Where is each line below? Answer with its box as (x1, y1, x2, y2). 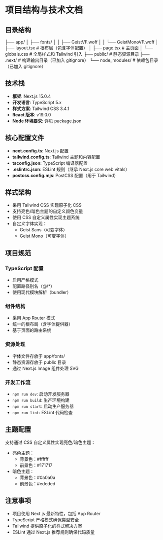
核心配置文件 (5, 134, 44, 142)
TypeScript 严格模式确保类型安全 (12, 516, 79, 523)
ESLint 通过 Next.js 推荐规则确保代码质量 (12, 529, 95, 535)
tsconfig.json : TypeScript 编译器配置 (12, 160, 88, 166)
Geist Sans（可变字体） (19, 227, 68, 233)
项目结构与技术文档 (5, 4, 83, 16)
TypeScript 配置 (5, 265, 44, 272)
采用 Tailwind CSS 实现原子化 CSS (12, 202, 82, 208)
